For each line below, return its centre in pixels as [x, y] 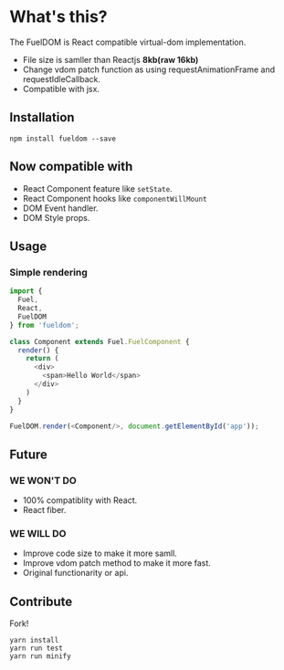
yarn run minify [40, 656]
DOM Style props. [56, 217]
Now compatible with [71, 167]
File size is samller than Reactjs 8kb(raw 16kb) [110, 59]
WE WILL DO [38, 533]
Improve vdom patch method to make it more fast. [117, 563]
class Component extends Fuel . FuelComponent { [100, 341]
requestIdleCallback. [62, 79]
